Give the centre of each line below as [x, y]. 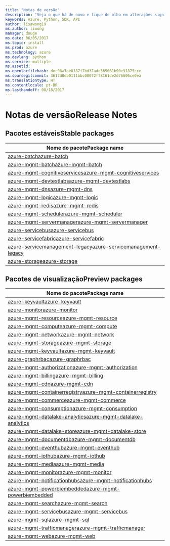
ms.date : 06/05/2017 [27, 38]
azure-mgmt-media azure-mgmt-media [56, 464]
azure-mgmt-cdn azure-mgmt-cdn [51, 384]
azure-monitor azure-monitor [43, 310]
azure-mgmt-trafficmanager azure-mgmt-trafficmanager [77, 528]
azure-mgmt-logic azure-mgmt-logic [53, 197]
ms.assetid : [18, 66]
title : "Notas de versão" [32, 10]
